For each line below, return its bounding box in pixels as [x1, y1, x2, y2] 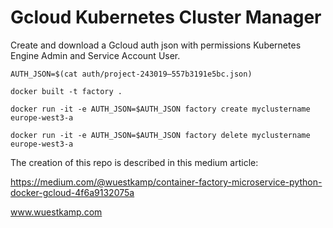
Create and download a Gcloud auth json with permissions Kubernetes [10, 39, 302, 51]
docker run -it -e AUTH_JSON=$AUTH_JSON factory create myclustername [10, 104, 311, 114]
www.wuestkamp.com [10, 206, 103, 218]
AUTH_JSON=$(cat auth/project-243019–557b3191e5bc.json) [10, 69, 253, 79]
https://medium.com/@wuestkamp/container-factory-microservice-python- [10, 176, 323, 188]
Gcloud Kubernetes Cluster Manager [10, 6, 322, 29]
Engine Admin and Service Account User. [10, 49, 181, 61]
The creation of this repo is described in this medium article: [10, 156, 259, 168]
